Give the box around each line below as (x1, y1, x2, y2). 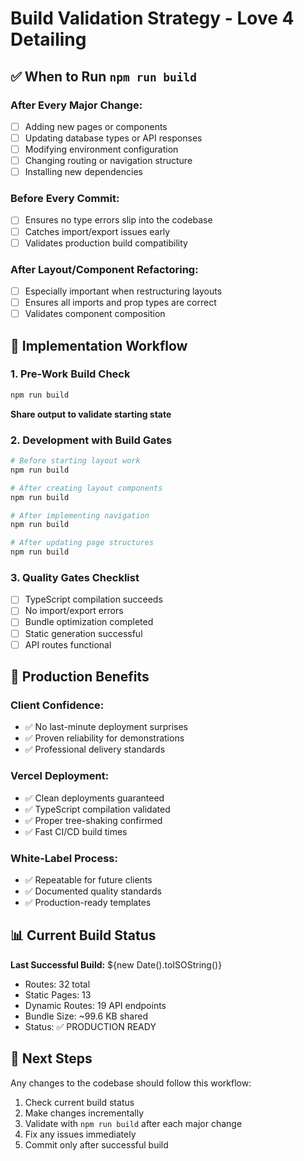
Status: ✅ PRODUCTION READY (24, 1020, 157, 1032)
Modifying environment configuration (24, 143, 179, 155)
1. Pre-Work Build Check (10, 367, 131, 381)
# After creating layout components (10, 483, 163, 493)
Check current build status (24, 1096, 135, 1108)
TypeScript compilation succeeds (24, 593, 163, 606)
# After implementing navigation (10, 510, 150, 521)
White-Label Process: (10, 851, 118, 865)
